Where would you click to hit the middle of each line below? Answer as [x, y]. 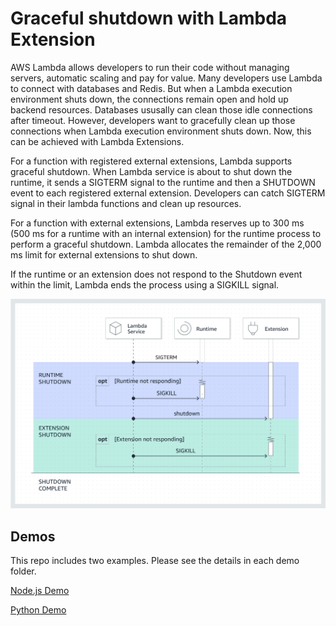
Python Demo [38, 609]
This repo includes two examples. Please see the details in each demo [155, 560]
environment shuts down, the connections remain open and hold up [149, 99]
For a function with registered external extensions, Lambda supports [151, 161]
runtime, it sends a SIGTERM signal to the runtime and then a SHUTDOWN [163, 182]
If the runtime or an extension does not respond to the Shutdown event [156, 274]
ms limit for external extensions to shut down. [104, 254]
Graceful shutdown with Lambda [149, 18]
